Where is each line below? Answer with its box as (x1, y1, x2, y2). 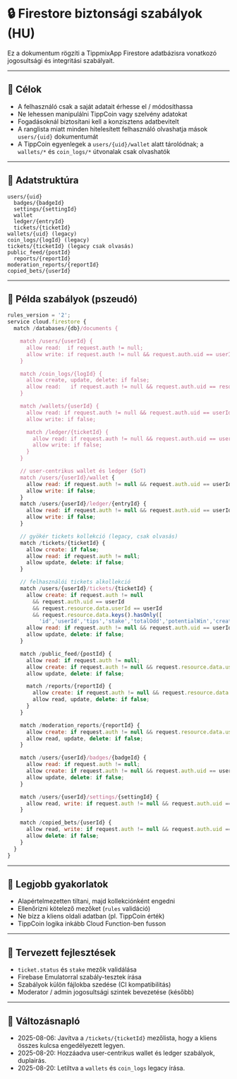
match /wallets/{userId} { (20, 403, 99, 410)
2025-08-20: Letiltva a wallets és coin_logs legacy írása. (17, 1063, 186, 1072)
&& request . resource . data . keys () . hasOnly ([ (32, 611, 162, 618)
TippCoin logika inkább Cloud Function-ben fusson (17, 919, 166, 928)
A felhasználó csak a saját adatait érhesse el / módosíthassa (17, 102, 193, 110)
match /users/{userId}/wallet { (20, 474, 115, 481)
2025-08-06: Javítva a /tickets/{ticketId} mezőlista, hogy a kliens (17, 1033, 217, 1042)
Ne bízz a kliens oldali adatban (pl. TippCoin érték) (17, 912, 165, 921)
